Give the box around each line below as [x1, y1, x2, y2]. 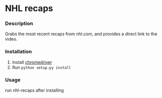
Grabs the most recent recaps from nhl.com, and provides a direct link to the [5, 31, 158, 37]
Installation [5, 48, 32, 55]
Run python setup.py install [12, 64, 71, 70]
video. [5, 36, 18, 42]
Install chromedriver [12, 59, 52, 65]
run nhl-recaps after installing [5, 87, 64, 93]
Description [5, 20, 33, 27]
